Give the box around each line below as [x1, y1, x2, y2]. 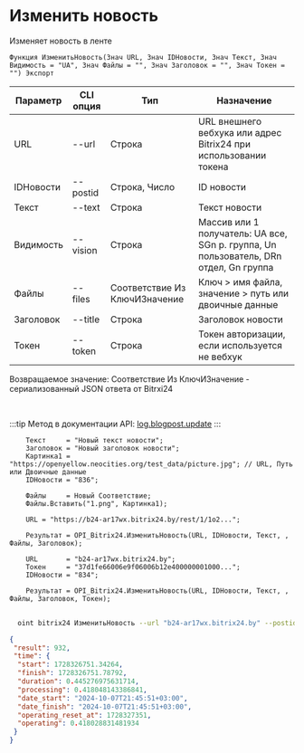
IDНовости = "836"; [25, 475, 100, 484]
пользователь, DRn [198, 250, 282, 262]
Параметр [14, 94, 62, 107]
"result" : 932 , [13, 643, 71, 653]
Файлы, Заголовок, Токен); [9, 594, 111, 603]
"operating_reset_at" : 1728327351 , [17, 710, 152, 720]
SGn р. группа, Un [198, 238, 277, 251]
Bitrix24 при [198, 138, 252, 150]
